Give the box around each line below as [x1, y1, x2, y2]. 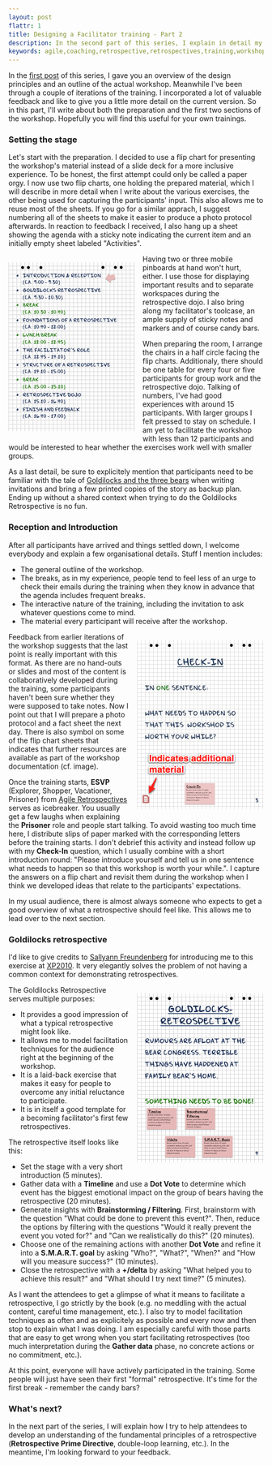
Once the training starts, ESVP [8, 777, 110, 786]
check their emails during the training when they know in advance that [19, 581, 255, 592]
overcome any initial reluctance [19, 1088, 125, 1097]
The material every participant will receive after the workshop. [19, 616, 228, 626]
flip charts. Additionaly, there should [142, 356, 263, 366]
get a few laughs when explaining [8, 812, 121, 821]
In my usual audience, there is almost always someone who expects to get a [8, 896, 262, 906]
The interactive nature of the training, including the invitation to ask [19, 599, 244, 609]
